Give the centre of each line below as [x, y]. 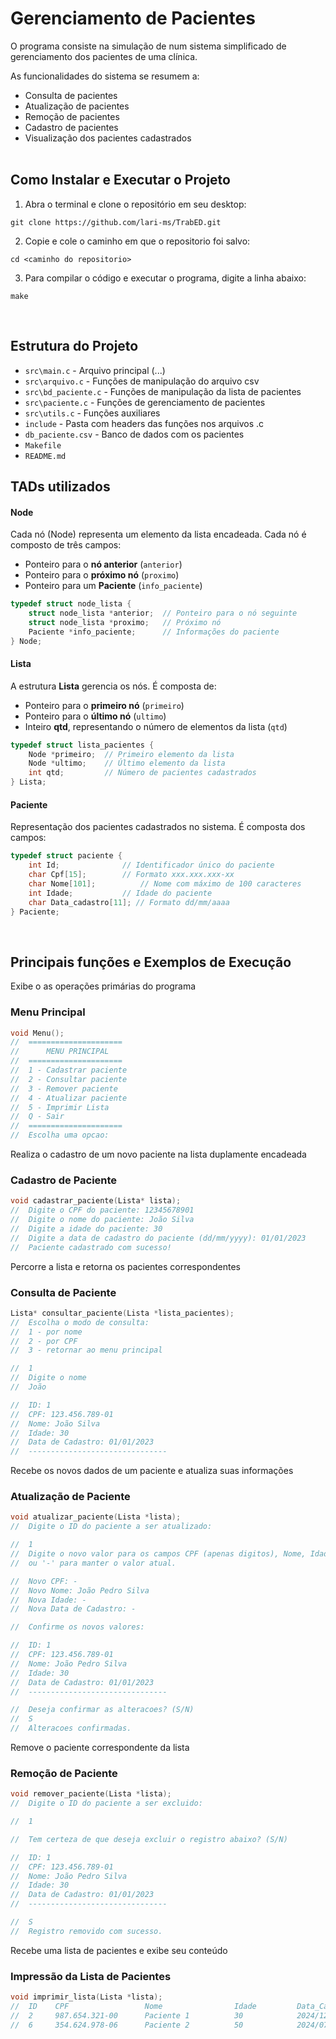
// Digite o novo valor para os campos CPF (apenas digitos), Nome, [158, 1554]
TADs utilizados [60, 486]
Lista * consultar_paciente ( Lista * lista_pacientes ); [122, 1313]
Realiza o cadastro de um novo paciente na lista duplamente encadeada [158, 1154]
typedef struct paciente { [66, 856]
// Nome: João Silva [55, 1423]
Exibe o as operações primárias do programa [103, 986]
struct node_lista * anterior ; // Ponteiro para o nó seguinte [163, 613]
